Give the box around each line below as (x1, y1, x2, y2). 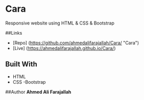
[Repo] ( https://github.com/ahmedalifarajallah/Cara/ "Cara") (12, 39, 139, 46)
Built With (5, 60, 37, 69)
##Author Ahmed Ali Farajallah (5, 89, 71, 95)
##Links (5, 30, 22, 36)
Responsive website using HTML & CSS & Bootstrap (5, 20, 115, 26)
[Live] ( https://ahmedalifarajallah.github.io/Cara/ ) (12, 45, 116, 51)
